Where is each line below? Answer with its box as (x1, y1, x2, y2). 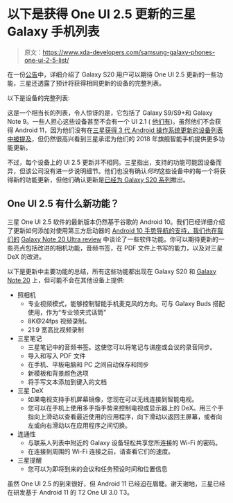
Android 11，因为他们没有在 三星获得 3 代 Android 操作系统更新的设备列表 (15, 126, 223, 134)
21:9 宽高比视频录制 (27, 325, 85, 334)
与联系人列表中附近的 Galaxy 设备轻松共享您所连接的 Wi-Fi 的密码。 (27, 438, 222, 447)
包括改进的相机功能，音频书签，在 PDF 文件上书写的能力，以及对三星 (25, 243, 223, 252)
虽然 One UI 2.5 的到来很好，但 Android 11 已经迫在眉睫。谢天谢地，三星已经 (7, 479, 225, 488)
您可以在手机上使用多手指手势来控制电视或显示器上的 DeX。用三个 (27, 404, 218, 412)
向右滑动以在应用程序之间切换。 (40, 421, 132, 429)
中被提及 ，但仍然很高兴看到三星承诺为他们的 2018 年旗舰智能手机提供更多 (7, 134, 219, 143)
